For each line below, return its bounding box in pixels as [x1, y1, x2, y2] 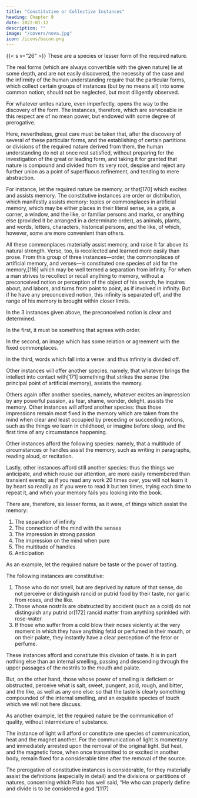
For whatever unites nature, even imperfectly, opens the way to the [6, 100, 169, 107]
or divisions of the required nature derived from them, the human [6, 143, 163, 150]
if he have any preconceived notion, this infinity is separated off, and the [6, 291, 182, 298]
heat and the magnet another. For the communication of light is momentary [6, 736, 188, 743]
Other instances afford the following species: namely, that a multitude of [6, 440, 181, 447]
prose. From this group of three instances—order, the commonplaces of [6, 254, 181, 260]
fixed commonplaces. [6, 344, 59, 351]
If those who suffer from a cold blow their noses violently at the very [14, 622, 181, 628]
